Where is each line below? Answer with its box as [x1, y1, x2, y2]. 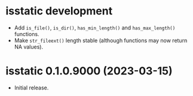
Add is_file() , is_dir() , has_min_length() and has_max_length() [14, 24, 176, 31]
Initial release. [14, 84, 49, 91]
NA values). [14, 43, 43, 50]
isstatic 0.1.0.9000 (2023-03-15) [5, 64, 173, 78]
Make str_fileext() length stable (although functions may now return [14, 37, 188, 44]
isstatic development [5, 4, 113, 18]
